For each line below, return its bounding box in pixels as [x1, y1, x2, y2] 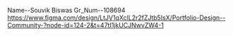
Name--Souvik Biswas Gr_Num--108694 [7, 6, 126, 14]
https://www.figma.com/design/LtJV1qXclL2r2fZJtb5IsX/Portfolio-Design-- [7, 13, 226, 22]
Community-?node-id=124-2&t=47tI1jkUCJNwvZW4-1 [7, 21, 165, 29]
